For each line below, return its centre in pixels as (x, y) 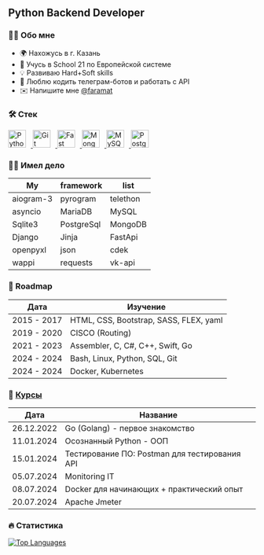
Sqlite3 (25, 225)
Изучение (147, 307)
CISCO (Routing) (101, 333)
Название (159, 414)
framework (81, 186)
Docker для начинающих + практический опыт (154, 489)
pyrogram (78, 199)
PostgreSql (81, 225)
